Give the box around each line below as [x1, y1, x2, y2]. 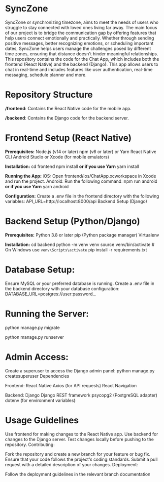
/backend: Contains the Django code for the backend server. [5, 115, 129, 121]
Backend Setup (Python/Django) [5, 216, 140, 227]
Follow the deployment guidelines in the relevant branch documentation [5, 471, 151, 477]
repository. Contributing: [5, 442, 55, 447]
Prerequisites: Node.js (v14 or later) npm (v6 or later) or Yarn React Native [5, 149, 157, 155]
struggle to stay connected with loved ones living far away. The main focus [5, 24, 158, 30]
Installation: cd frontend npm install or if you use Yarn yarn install [5, 163, 139, 169]
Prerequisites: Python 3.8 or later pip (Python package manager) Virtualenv [5, 232, 159, 238]
